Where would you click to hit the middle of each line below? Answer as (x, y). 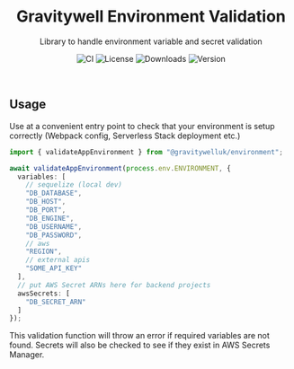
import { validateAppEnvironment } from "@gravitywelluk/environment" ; (146, 152)
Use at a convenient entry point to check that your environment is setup (143, 126)
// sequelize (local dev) (74, 185)
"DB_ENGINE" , (50, 218)
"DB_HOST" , (46, 202)
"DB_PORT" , (46, 210)
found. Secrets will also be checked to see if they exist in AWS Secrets (140, 345)
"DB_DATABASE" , (54, 193)
